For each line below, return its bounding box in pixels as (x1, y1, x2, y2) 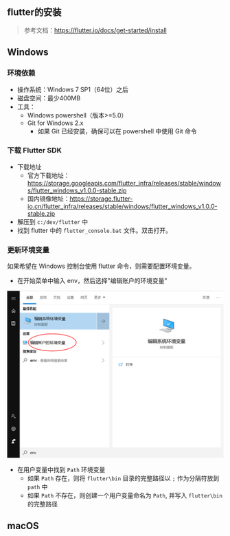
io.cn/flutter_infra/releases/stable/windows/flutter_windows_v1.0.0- (27, 202, 218, 210)
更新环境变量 (7, 245, 50, 254)
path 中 (27, 482, 48, 491)
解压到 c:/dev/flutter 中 (16, 217, 88, 225)
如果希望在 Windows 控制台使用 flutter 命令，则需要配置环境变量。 (7, 262, 196, 270)
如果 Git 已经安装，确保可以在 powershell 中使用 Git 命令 (37, 126, 197, 135)
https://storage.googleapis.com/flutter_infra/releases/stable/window (27, 179, 222, 187)
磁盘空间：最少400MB (16, 93, 81, 102)
